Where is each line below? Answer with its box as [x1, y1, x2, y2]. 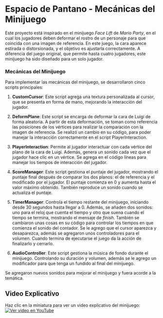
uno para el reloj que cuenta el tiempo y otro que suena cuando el [12, 210, 145, 215]
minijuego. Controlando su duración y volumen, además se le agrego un [12, 255, 157, 261]
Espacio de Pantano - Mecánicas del [5, 3, 155, 15]
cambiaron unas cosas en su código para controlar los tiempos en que [12, 220, 154, 226]
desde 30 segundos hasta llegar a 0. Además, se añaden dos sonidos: [12, 204, 153, 211]
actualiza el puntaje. [12, 190, 53, 196]
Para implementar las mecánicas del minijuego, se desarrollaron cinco [5, 79, 145, 85]
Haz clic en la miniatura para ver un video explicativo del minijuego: [5, 302, 140, 308]
